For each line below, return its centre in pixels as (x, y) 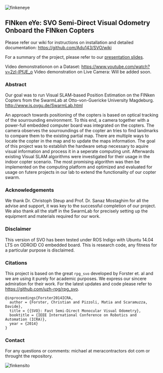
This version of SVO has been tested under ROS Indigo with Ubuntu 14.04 (79, 239)
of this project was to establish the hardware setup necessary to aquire (77, 146)
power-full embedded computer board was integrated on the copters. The (80, 125)
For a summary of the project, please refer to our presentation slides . (75, 57)
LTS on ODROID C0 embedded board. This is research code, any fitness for (81, 245)
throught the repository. (29, 356)
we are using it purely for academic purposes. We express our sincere (76, 279)
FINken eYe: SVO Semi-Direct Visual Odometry (78, 23)
